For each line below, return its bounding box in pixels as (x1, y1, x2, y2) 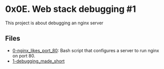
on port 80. (12, 53, 36, 59)
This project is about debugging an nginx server (5, 20, 103, 26)
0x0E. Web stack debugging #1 (5, 3, 136, 15)
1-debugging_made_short (12, 58, 65, 64)
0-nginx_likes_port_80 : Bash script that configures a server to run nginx (12, 47, 160, 53)
